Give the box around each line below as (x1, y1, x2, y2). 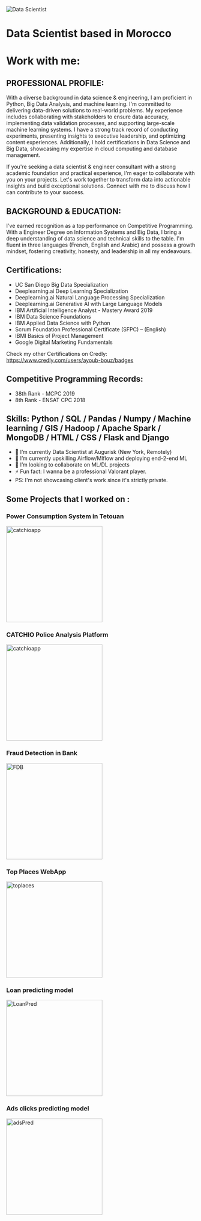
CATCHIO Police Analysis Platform (6, 631, 109, 639)
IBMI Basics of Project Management (14, 332, 104, 339)
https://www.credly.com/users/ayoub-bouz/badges (6, 357, 134, 364)
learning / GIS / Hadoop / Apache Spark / (6, 423, 161, 433)
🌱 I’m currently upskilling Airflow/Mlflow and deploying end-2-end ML (14, 454, 188, 462)
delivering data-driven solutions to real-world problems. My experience (6, 107, 183, 114)
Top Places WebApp (6, 868, 67, 876)
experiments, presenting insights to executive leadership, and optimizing (6, 132, 186, 139)
